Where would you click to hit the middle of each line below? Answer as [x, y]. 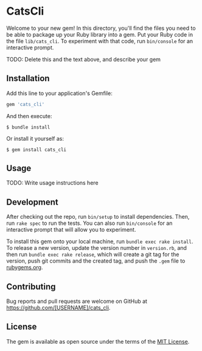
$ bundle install [28, 127]
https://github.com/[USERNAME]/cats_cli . [58, 308]
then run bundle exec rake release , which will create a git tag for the [93, 255]
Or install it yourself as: [35, 138]
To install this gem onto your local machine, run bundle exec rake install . [100, 241]
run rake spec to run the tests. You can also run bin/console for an [89, 223]
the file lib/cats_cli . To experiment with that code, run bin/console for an [100, 41]
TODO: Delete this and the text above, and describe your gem [84, 59]
